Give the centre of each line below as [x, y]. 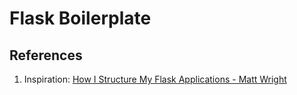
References [46, 55]
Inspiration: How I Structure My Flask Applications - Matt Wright [155, 79]
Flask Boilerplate [80, 18]
